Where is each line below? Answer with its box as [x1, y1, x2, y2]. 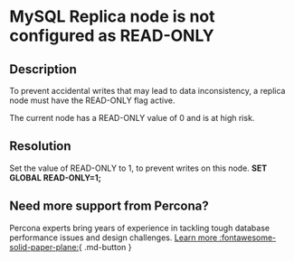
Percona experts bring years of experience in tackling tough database [9, 222, 270, 233]
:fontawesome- [219, 232, 277, 243]
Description [9, 61, 77, 77]
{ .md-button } [78, 241, 133, 252]
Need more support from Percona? [9, 199, 210, 214]
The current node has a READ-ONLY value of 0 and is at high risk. [9, 113, 255, 123]
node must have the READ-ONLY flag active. [9, 95, 175, 106]
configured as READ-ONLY [9, 25, 214, 46]
